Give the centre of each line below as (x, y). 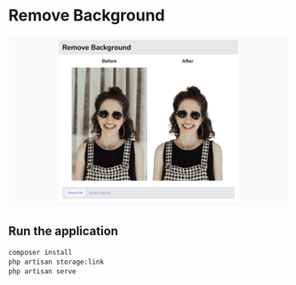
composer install (40, 253)
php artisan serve (42, 272)
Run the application (64, 231)
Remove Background (87, 16)
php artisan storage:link (56, 262)
